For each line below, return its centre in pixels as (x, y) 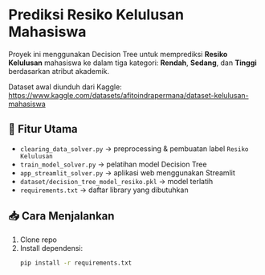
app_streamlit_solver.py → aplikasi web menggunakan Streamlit (127, 172)
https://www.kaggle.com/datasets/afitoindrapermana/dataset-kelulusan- (128, 95)
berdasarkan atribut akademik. (59, 71)
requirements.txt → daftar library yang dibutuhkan (104, 190)
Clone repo (39, 240)
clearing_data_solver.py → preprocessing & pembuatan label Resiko (134, 148)
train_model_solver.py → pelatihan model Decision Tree (113, 164)
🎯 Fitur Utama (43, 129)
